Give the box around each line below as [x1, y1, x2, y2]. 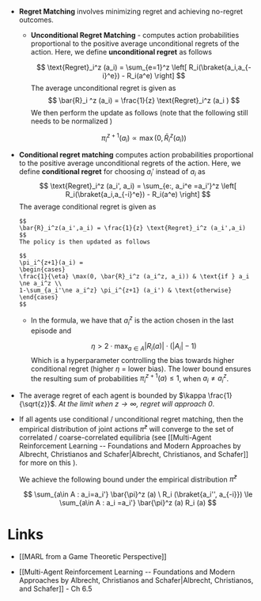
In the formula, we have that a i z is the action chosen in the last [30, 314, 234, 327]
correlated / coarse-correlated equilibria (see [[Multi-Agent [18, 433, 212, 442]
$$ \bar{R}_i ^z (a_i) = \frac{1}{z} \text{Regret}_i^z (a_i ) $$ [47, 96, 240, 105]
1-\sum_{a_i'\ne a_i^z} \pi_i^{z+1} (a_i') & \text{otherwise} [18, 286, 233, 295]
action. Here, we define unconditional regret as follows [30, 47, 213, 56]
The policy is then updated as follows [18, 238, 151, 246]
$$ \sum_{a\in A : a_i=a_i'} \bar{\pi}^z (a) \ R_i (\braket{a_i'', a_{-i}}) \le [23, 489, 253, 499]
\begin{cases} [18, 266, 66, 274]
